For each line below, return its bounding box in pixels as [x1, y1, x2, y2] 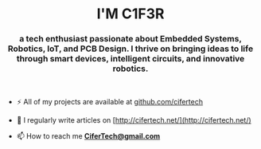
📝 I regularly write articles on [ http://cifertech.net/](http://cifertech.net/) [16, 116, 251, 125]
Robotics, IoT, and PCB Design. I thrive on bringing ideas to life [7, 43, 254, 54]
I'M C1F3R [96, 5, 165, 23]
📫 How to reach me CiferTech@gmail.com [16, 131, 161, 141]
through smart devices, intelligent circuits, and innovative [16, 53, 245, 65]
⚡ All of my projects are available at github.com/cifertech [16, 97, 204, 107]
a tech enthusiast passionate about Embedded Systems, [19, 33, 242, 45]
